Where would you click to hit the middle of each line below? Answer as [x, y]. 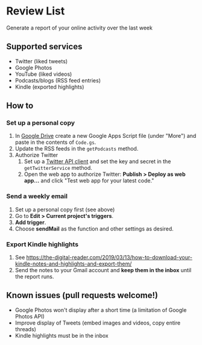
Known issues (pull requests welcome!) [82, 295]
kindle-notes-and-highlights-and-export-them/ [73, 264]
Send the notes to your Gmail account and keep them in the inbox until [103, 270]
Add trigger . [30, 222]
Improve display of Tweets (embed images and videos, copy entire [98, 323]
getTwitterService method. [58, 168]
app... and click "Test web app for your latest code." [89, 181]
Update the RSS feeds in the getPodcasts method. [77, 149]
